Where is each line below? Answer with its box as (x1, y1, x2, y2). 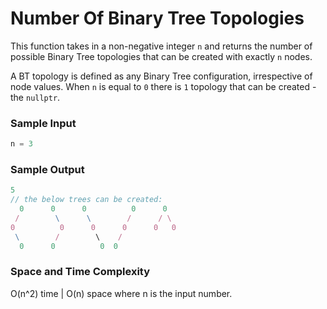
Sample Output (10, 163, 85, 177)
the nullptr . (10, 91, 61, 103)
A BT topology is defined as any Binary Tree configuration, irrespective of (10, 70, 313, 82)
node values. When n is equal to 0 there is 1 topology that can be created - (10, 80, 317, 92)
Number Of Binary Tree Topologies (10, 7, 305, 30)
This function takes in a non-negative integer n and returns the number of (10, 40, 313, 52)
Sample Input (10, 116, 77, 130)
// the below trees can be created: (10, 195, 163, 205)
